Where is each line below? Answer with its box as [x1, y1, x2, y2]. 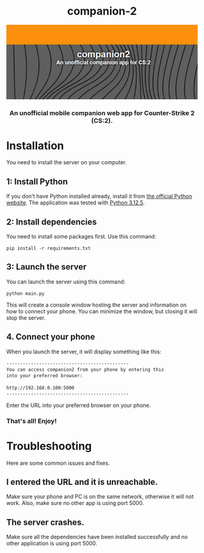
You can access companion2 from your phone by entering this [6, 366, 165, 372]
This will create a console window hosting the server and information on [6, 301, 187, 308]
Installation [6, 139, 64, 153]
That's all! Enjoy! [6, 417, 57, 425]
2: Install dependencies [6, 217, 97, 227]
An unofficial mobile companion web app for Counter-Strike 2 [9, 108, 195, 117]
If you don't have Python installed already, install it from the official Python [6, 193, 192, 200]
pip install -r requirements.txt [6, 245, 91, 252]
